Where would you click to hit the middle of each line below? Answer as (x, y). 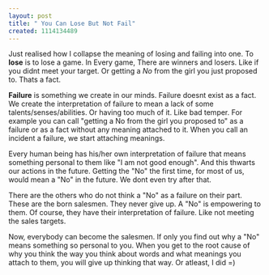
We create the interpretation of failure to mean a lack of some (111, 104)
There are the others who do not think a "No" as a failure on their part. (126, 196)
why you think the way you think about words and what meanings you (125, 254)
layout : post (30, 16)
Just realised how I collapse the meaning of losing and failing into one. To (131, 54)
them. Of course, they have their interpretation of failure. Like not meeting (131, 213)
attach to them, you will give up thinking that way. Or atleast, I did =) (122, 263)
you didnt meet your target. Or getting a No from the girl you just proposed (133, 71)
